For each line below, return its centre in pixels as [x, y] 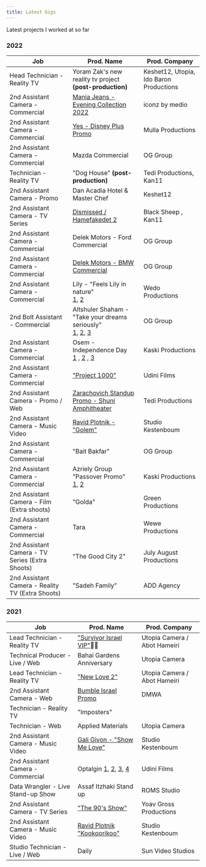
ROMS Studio [161, 790]
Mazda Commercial [101, 155]
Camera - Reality [34, 585]
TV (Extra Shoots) [35, 593]
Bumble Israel [97, 691]
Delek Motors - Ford [102, 237]
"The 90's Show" [102, 808]
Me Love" [91, 747]
